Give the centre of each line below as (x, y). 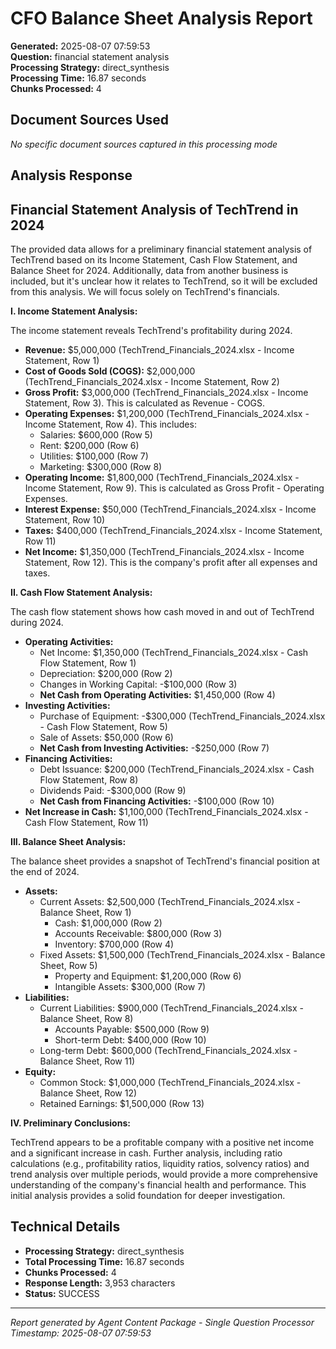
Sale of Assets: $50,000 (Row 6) (106, 737)
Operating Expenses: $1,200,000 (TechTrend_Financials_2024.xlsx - (167, 413)
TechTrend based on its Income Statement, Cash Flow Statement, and (154, 259)
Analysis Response (71, 175)
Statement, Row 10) (65, 519)
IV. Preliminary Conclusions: (70, 1123)
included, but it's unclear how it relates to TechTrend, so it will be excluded (164, 281)
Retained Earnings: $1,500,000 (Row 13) (122, 1103)
